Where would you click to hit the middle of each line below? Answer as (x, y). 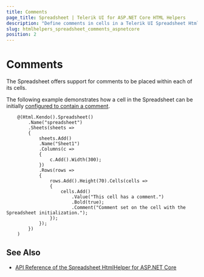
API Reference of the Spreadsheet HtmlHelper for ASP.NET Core (96, 267)
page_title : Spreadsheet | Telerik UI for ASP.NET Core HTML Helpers (96, 18)
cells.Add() (76, 192)
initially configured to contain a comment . (58, 106)
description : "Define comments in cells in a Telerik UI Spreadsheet (96, 23)
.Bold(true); (88, 202)
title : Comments (27, 12)
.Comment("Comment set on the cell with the (129, 208)
